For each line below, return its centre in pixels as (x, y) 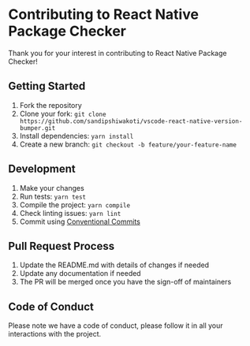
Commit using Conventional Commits (80, 221)
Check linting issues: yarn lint (70, 213)
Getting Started (47, 86)
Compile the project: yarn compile (75, 205)
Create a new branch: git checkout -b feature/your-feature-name (128, 144)
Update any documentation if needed (80, 273)
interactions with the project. (55, 334)
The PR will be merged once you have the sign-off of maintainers (125, 282)
